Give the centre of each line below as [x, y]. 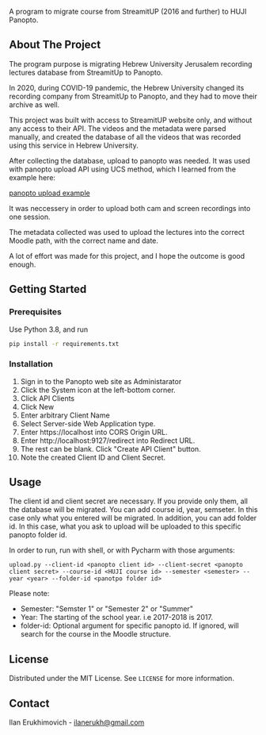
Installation [31, 364]
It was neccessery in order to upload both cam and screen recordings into [130, 208]
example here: [32, 177]
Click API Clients [47, 398]
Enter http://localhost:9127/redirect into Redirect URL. [108, 441]
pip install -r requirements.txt [64, 344]
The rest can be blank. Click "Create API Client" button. [110, 448]
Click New [37, 406]
